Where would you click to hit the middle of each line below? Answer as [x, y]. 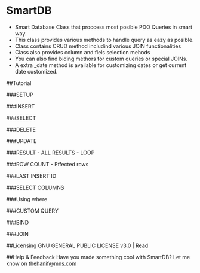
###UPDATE [21, 141]
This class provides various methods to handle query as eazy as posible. [104, 40]
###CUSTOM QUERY [32, 211]
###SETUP [20, 95]
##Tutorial [19, 83]
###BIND [18, 222]
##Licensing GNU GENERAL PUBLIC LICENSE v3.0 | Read [77, 245]
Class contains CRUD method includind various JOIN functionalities [98, 46]
